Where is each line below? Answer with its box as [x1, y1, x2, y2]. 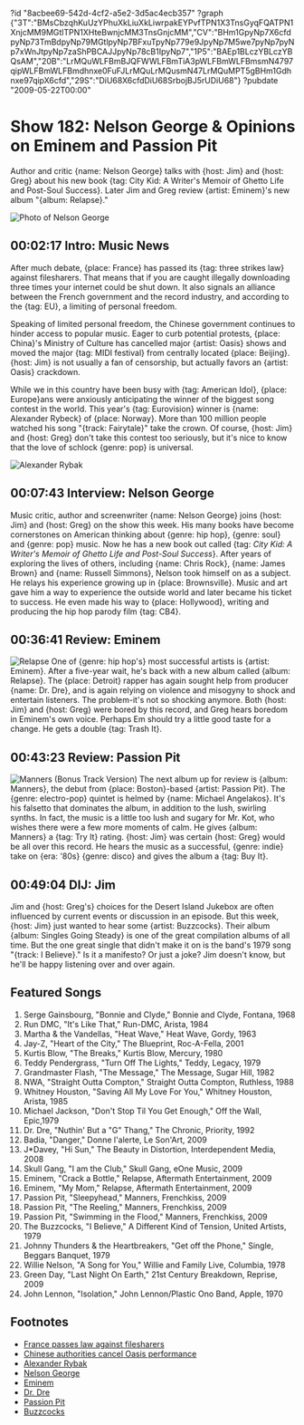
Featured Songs [10, 985, 102, 1000]
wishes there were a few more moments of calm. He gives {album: [10, 822, 258, 833]
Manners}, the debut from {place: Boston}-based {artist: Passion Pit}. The [10, 784, 286, 794]
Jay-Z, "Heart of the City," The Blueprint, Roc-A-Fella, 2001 [23, 1037, 244, 1049]
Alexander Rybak [23, 1358, 88, 1369]
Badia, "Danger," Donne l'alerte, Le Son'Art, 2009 [23, 1134, 207, 1145]
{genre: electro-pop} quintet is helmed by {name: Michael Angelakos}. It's [10, 793, 286, 804]
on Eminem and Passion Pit [10, 136, 218, 157]
